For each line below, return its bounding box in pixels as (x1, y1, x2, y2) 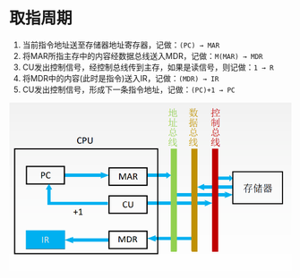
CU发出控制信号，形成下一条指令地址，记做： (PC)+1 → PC (21, 84, 236, 95)
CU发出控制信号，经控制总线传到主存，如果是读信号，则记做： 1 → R (21, 62, 275, 72)
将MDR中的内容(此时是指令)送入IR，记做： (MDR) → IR (21, 72, 219, 83)
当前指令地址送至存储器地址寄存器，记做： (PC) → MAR (21, 39, 220, 50)
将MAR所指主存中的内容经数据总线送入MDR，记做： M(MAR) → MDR (21, 50, 263, 61)
